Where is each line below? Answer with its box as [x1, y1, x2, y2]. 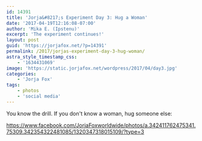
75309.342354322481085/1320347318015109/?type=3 [6, 128, 144, 135]
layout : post [6, 37, 39, 43]
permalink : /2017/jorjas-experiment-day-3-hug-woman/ [6, 48, 146, 54]
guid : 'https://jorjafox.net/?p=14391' [6, 43, 107, 49]
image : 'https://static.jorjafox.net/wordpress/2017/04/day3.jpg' [6, 65, 178, 71]
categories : [6, 71, 36, 77]
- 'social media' [17, 93, 61, 99]
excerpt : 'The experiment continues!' [6, 31, 104, 38]
